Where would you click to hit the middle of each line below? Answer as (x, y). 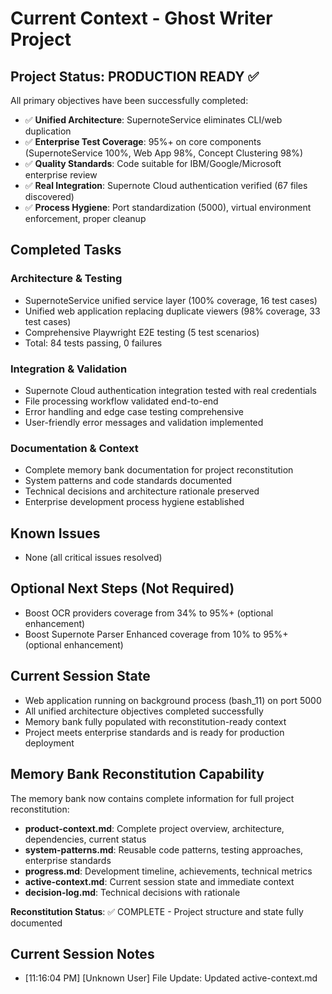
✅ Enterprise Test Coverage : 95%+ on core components (143, 141)
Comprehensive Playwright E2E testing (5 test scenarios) (142, 332)
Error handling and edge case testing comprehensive (134, 411)
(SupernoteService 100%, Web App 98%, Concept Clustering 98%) (164, 153)
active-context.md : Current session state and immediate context (159, 881)
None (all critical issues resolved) (93, 558)
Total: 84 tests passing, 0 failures (93, 343)
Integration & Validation (69, 369)
